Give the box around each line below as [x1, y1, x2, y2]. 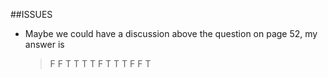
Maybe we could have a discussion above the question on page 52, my [24, 28, 318, 39]
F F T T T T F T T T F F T [49, 58, 152, 69]
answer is [24, 39, 65, 50]
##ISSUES [10, 9, 53, 20]
